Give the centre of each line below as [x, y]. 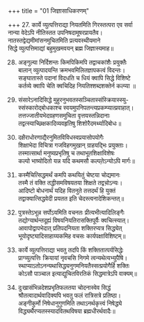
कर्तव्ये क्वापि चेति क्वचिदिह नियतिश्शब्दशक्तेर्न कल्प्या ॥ [77, 86]
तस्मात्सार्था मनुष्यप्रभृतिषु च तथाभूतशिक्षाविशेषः [66, 153]
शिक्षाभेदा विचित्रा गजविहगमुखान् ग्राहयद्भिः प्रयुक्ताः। [73, 145]
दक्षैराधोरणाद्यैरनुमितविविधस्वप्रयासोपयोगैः [61, 137]
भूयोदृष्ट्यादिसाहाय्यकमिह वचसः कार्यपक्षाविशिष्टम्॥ [72, 236]
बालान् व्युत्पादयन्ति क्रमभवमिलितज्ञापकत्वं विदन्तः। [72, 70]
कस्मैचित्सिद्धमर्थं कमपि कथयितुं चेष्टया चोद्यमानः [69, 175]
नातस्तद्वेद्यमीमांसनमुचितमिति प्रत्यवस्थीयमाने [54, 41]
